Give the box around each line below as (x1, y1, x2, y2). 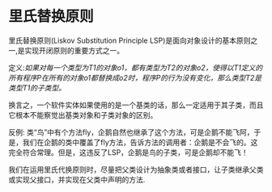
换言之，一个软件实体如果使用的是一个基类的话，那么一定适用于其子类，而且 (8, 100, 264, 110)
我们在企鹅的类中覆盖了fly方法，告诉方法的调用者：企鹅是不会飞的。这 (22, 137, 258, 147)
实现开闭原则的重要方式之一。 (24, 45, 125, 55)
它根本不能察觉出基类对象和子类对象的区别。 (8, 110, 158, 119)
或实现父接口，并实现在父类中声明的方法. (8, 174, 146, 184)
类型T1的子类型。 (8, 82, 66, 93)
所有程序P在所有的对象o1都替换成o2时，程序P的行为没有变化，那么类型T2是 (8, 73, 262, 82)
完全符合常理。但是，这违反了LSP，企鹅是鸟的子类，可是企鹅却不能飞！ (8, 147, 249, 157)
